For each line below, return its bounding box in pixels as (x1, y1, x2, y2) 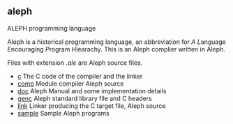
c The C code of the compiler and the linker (17, 72, 143, 80)
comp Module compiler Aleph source (17, 79, 124, 88)
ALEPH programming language (7, 24, 96, 32)
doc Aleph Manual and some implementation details (17, 86, 167, 95)
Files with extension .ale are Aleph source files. (7, 59, 143, 67)
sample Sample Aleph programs (17, 109, 110, 117)
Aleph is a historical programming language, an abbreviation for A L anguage (7, 38, 227, 46)
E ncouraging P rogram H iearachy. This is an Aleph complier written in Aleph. (7, 45, 225, 53)
